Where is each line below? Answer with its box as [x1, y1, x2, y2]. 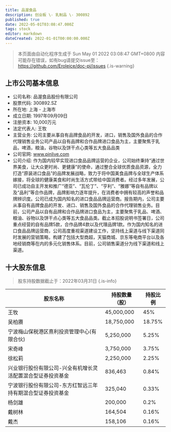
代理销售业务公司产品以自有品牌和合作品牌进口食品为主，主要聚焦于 [12, 138, 156, 144]
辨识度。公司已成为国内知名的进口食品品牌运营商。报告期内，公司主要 [17, 195, 164, 202]
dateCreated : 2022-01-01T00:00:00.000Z [5, 36, 90, 41]
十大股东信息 [5, 263, 46, 272]
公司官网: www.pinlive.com [12, 151, 70, 157]
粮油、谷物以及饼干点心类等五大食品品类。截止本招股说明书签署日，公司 [12, 215, 164, 221]
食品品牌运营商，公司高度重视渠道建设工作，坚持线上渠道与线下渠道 [17, 228, 160, 234]
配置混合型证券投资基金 [13, 372, 70, 379]
